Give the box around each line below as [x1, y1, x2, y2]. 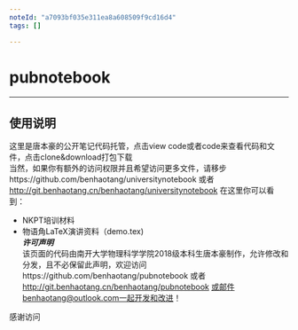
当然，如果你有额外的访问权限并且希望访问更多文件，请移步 [9, 163, 227, 174]
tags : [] [9, 21, 42, 30]
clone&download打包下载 [39, 152, 133, 162]
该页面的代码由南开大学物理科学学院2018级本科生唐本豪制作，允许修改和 [21, 248, 289, 259]
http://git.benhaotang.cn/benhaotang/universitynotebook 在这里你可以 [9, 185, 267, 196]
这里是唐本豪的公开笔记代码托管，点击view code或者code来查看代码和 [9, 141, 268, 152]
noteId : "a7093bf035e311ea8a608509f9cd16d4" [9, 12, 176, 22]
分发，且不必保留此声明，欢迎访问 [21, 259, 147, 271]
